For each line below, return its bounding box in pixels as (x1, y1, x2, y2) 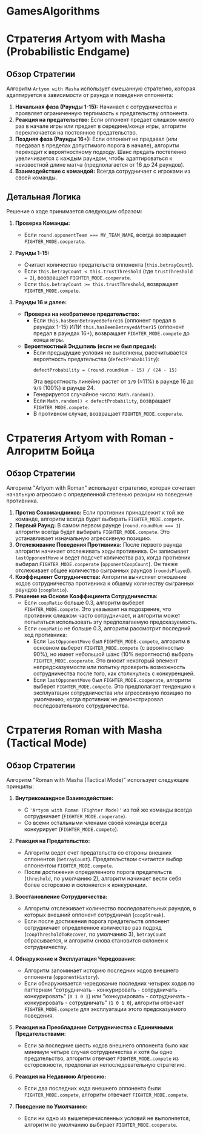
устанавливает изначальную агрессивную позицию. (15, 535, 151, 542)
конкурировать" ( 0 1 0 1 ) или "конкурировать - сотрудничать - (24, 993, 190, 999)
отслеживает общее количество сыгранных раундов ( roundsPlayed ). (15, 567, 192, 574)
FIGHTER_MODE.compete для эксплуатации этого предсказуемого (24, 1006, 187, 1013)
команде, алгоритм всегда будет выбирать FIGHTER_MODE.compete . (15, 515, 185, 522)
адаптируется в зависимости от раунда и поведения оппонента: (6, 92, 174, 99)
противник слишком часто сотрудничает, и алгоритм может (24, 612, 181, 619)
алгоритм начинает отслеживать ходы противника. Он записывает (15, 547, 189, 555)
